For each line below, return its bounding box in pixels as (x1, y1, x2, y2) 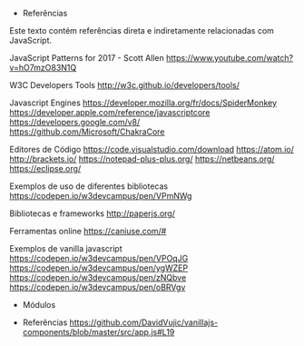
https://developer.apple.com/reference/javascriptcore (9, 107, 211, 117)
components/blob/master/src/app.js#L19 (22, 327, 175, 337)
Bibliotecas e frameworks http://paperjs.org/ (9, 208, 175, 219)
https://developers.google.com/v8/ (9, 117, 141, 127)
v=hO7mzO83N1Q (9, 63, 77, 73)
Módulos (22, 300, 56, 310)
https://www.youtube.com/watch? (166, 53, 293, 63)
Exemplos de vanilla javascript (9, 243, 123, 253)
